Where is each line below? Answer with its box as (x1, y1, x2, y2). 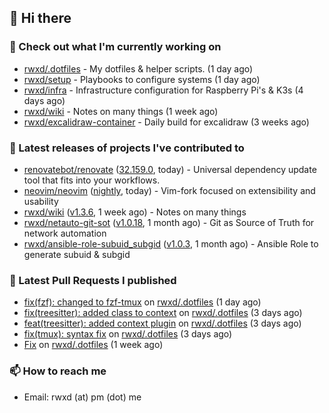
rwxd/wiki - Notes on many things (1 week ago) (23, 105, 219, 117)
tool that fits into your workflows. (23, 174, 161, 186)
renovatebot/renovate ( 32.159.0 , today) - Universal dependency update (23, 163, 317, 175)
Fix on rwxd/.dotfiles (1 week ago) (23, 339, 164, 351)
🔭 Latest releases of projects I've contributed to (9, 141, 245, 155)
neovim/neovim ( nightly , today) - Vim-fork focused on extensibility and (23, 184, 316, 196)
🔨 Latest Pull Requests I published (9, 273, 177, 287)
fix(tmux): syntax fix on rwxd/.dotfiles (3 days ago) (23, 328, 233, 340)
